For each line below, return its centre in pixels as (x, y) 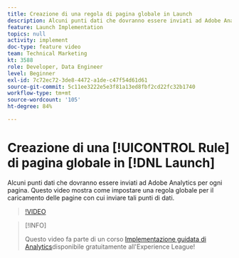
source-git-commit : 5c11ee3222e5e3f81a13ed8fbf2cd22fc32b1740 (101, 87)
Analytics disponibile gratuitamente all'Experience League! (110, 247)
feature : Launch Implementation (55, 27)
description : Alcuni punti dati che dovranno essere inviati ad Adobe (114, 21)
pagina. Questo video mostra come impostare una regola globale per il (111, 190)
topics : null (27, 34)
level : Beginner (31, 73)
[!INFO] (36, 225)
